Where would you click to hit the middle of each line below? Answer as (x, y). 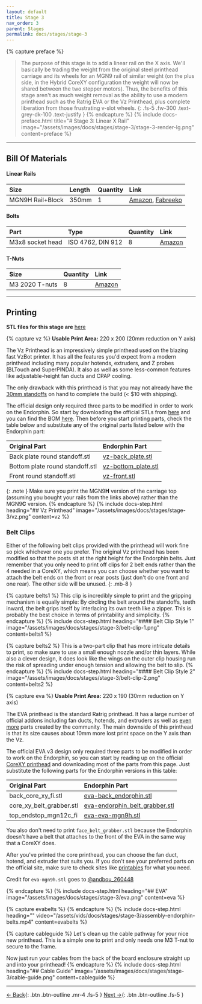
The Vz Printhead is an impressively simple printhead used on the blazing (97, 350)
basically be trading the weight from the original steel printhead (99, 69)
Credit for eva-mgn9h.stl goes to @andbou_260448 (70, 880)
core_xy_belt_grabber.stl (44, 805)
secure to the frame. (32, 947)
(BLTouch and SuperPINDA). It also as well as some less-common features (99, 369)
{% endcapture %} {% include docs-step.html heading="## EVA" (87, 891)
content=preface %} (46, 134)
